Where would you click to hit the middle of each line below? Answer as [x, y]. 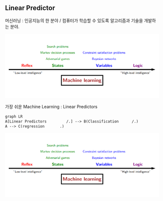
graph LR [14, 116]
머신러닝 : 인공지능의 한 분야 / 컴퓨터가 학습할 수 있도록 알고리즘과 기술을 [74, 20]
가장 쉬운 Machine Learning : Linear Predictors [51, 106]
